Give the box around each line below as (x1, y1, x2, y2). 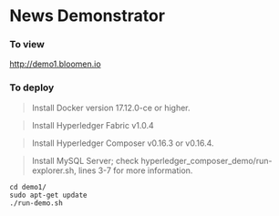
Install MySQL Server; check (31, 155, 139, 166)
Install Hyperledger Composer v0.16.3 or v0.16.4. (31, 138, 214, 149)
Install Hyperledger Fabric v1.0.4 (31, 119, 154, 130)
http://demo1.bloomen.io (9, 58, 102, 69)
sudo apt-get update (9, 190, 88, 200)
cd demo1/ (9, 182, 47, 191)
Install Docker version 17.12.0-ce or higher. (31, 102, 191, 113)
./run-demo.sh (9, 198, 64, 208)
